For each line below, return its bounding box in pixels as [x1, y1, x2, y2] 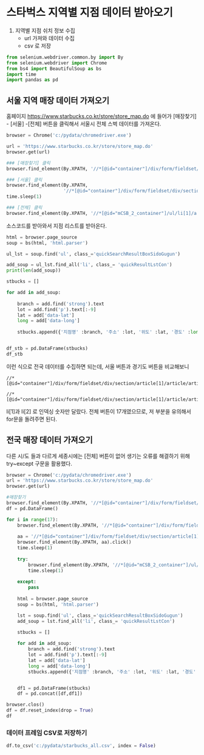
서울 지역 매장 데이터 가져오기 [6, 95, 110, 105]
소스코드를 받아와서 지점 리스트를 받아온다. [6, 222, 107, 229]
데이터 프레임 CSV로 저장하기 [6, 728, 87, 737]
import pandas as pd [6, 77, 59, 83]
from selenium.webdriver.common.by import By [6, 54, 123, 60]
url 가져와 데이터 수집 [24, 34, 75, 41]
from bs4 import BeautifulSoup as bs [6, 65, 102, 72]
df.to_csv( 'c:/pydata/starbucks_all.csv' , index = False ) [6, 743, 156, 749]
